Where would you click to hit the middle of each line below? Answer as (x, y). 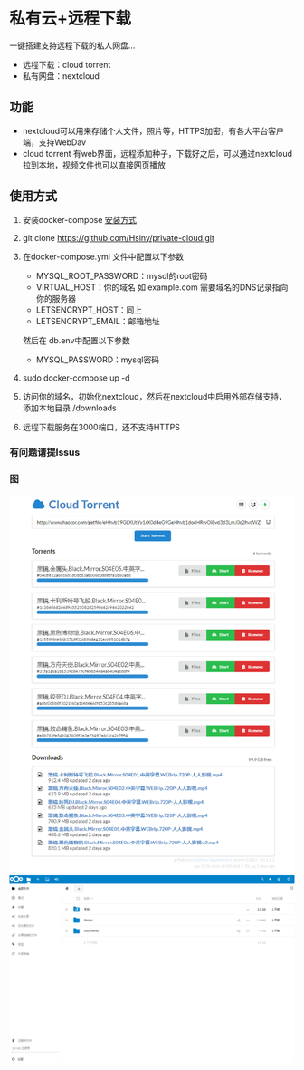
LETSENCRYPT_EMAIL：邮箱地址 (98, 321)
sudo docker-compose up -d (76, 378)
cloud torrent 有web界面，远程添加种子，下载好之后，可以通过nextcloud (157, 153)
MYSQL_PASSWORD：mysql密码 (98, 360)
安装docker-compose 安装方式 (80, 219)
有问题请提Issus (45, 452)
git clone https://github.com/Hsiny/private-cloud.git (119, 237)
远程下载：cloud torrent (66, 64)
